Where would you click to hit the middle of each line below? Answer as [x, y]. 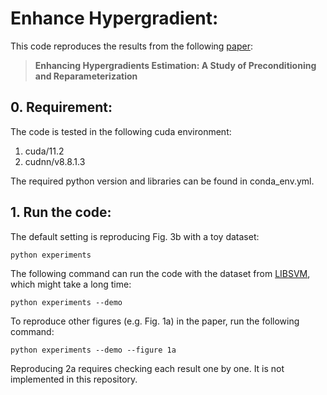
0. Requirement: [61, 107]
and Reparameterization [86, 76]
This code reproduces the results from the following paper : [131, 46]
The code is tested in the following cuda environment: [121, 131]
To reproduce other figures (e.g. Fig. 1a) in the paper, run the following [155, 321]
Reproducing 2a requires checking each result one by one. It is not [147, 368]
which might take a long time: [71, 284]
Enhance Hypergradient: [114, 18]
